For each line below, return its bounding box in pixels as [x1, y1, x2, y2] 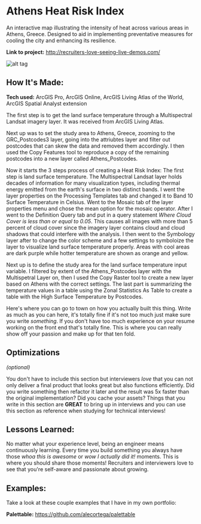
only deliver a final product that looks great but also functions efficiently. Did [6, 381, 194, 388]
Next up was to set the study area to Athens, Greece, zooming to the [6, 129, 175, 136]
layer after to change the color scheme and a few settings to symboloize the [6, 236, 194, 244]
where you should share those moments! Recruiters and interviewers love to [6, 459, 194, 466]
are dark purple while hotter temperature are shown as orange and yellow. [6, 249, 189, 256]
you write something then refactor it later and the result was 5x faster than [6, 388, 190, 395]
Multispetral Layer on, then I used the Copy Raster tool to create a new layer [6, 274, 194, 281]
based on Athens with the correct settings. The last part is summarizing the [6, 280, 192, 288]
